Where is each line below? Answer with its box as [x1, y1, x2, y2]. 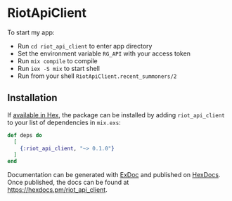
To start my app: [7, 28, 55, 37]
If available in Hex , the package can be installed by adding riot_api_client [7, 110, 225, 119]
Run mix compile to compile [17, 56, 98, 65]
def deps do [7, 131, 42, 138]
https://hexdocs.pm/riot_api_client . [7, 186, 108, 194]
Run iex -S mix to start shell [17, 64, 101, 72]
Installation [7, 92, 58, 104]
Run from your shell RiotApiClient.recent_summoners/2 [17, 72, 177, 80]
